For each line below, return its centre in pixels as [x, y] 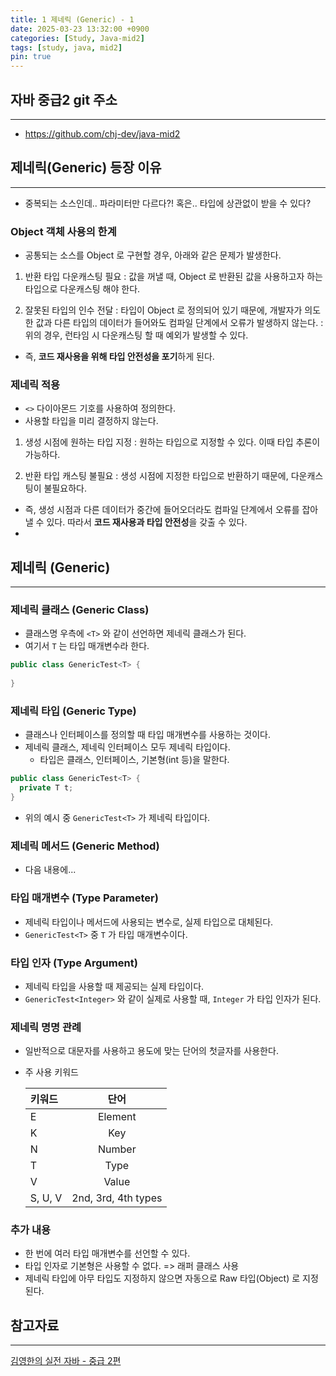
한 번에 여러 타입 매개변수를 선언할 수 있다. [107, 1253]
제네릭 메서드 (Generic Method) [85, 846]
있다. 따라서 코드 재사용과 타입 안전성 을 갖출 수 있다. [147, 522]
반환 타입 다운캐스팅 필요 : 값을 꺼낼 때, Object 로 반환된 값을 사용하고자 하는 [173, 277]
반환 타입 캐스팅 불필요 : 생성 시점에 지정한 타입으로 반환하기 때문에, [156, 476]
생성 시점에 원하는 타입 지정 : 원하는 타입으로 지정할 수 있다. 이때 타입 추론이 [172, 442]
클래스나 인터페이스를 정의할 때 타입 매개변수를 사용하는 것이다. [148, 735]
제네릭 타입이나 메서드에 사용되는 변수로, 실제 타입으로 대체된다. [149, 922]
